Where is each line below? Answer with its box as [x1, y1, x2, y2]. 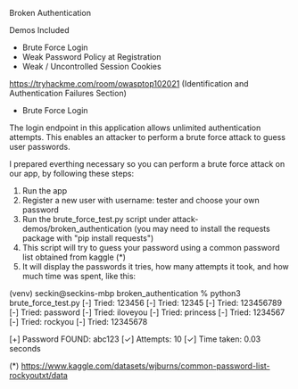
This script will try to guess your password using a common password [21, 243, 280, 252]
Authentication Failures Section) [9, 88, 128, 98]
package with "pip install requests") [21, 233, 154, 244]
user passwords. [9, 142, 71, 152]
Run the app [21, 186, 68, 195]
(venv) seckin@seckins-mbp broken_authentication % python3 [9, 288, 241, 298]
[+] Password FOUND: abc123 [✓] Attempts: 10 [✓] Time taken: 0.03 [9, 334, 261, 344]
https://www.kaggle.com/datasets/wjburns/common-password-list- [21, 360, 270, 371]
